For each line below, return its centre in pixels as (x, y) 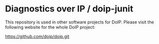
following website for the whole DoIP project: (50, 27)
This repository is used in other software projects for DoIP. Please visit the (80, 22)
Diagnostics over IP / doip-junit (69, 9)
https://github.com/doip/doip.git (37, 36)
